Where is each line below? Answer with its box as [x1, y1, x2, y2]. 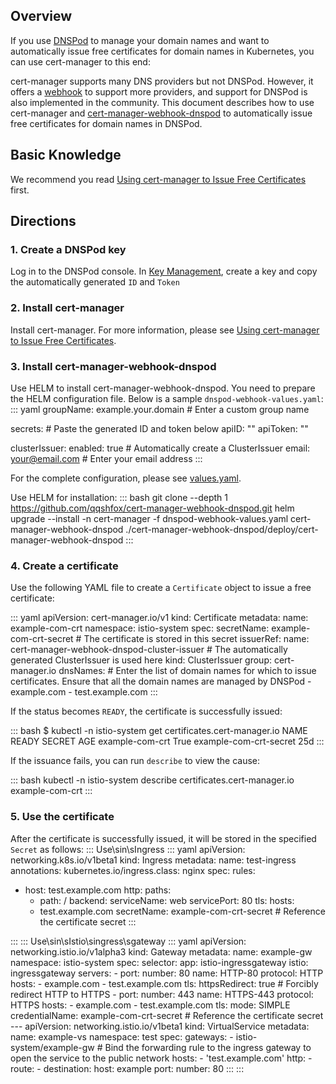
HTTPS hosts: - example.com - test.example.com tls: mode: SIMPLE [10, 999, 291, 1011]
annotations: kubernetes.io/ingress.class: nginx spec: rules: [10, 864, 256, 876]
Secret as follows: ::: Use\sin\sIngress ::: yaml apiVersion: [10, 843, 246, 855]
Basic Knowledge [10, 147, 122, 164]
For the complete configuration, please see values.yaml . [10, 472, 242, 484]
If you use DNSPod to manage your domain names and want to [10, 34, 270, 46]
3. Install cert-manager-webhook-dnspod [10, 359, 217, 373]
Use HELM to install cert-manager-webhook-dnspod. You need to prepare [10, 382, 316, 394]
